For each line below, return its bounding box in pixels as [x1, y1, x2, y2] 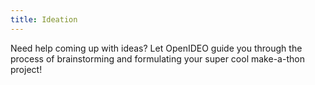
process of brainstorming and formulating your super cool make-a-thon [10, 52, 305, 65]
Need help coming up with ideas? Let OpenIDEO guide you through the [10, 42, 303, 54]
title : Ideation [10, 14, 78, 25]
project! [10, 63, 43, 75]
